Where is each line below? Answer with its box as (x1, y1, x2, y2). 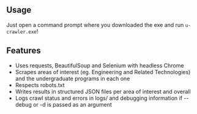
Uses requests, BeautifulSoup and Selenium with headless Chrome (15, 61, 184, 69)
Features (6, 45, 41, 56)
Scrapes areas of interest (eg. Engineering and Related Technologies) (15, 68, 191, 75)
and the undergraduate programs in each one (15, 75, 130, 82)
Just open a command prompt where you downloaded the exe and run (6, 21, 184, 28)
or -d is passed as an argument (32, 101, 112, 108)
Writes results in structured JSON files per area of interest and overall (15, 88, 191, 95)
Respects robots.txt (15, 81, 65, 88)
